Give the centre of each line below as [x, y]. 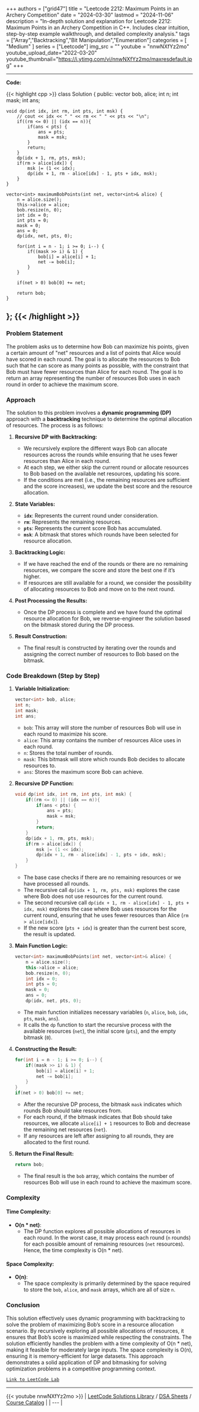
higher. [32, 576]
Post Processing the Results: [51, 600]
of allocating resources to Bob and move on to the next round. [99, 589]
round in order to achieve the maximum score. [62, 384]
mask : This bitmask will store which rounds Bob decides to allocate [104, 759]
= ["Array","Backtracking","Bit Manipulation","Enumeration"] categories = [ [97, 40]
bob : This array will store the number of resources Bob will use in [102, 727]
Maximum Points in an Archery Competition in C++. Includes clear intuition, [98, 27]
